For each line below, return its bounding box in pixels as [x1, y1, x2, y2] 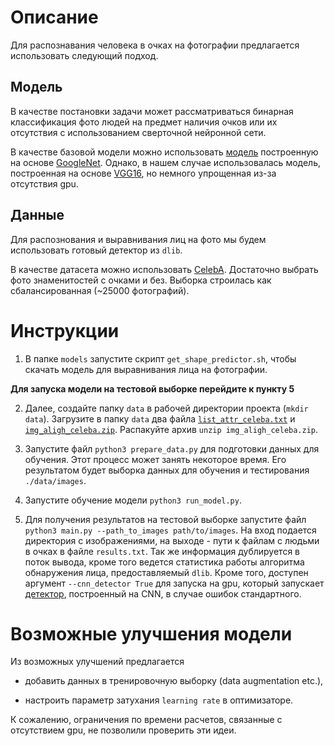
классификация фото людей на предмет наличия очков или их [10, 116, 278, 128]
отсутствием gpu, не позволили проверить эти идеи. [10, 724, 237, 736]
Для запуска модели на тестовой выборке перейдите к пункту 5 [10, 382, 295, 395]
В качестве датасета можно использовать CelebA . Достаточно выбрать [10, 263, 319, 275]
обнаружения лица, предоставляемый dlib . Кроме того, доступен [24, 566, 309, 578]
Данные [10, 207, 65, 224]
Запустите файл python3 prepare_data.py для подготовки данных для [24, 442, 320, 455]
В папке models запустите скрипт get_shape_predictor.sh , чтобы [24, 352, 297, 365]
